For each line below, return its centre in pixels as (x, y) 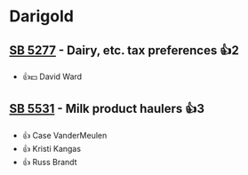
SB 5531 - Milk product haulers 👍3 (107, 109)
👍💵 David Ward (52, 76)
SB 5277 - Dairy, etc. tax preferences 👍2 (124, 50)
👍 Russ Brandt (49, 162)
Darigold (41, 16)
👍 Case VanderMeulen (64, 135)
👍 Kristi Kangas (52, 148)
